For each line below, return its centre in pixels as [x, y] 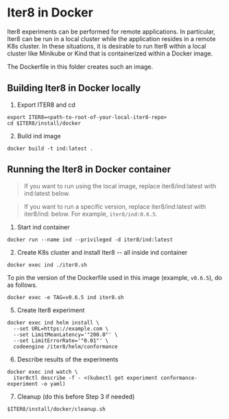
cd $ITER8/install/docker [44, 123]
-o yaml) [53, 384]
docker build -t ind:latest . [50, 149]
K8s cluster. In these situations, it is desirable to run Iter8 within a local [107, 46]
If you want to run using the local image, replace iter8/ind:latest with [120, 186]
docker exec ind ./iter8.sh [47, 265]
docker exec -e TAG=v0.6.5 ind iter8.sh [66, 297]
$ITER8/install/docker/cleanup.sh [57, 409]
